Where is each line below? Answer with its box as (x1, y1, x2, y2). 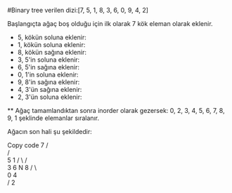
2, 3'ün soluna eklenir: (17, 93, 82, 101)
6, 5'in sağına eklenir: (17, 63, 79, 71)
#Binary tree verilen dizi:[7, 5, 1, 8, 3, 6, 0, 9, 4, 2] (7, 6, 149, 14)
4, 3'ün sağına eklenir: (17, 86, 82, 93)
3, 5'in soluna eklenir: (17, 55, 80, 64)
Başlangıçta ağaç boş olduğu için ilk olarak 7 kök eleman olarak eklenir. (7, 20, 213, 27)
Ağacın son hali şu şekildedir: (7, 128, 93, 135)
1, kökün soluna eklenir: (17, 41, 86, 48)
